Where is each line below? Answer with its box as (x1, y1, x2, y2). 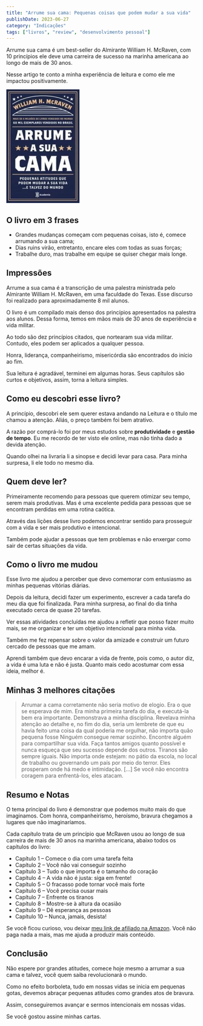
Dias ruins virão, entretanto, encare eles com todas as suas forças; (15, 244, 182, 252)
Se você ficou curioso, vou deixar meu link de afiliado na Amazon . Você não (6, 924, 196, 931)
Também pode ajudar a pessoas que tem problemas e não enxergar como (6, 535, 191, 542)
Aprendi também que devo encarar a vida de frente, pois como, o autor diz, (6, 655, 195, 662)
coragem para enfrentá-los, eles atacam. (21, 772, 124, 779)
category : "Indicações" (6, 22, 67, 28)
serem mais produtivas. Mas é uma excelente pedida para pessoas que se (6, 499, 192, 506)
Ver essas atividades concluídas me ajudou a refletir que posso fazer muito (6, 618, 195, 625)
